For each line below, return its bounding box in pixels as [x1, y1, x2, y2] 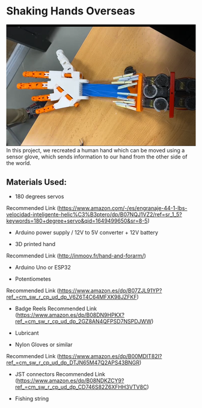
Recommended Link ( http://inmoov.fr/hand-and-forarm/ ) [6, 252, 146, 259]
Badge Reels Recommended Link [14, 305, 97, 313]
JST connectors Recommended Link [14, 371, 106, 378]
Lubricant [14, 329, 39, 337]
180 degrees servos [14, 193, 64, 200]
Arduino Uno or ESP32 [14, 264, 71, 271]
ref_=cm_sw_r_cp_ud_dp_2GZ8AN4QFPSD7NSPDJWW [14, 318, 152, 325]
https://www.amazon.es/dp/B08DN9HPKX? [17, 311, 125, 319]
